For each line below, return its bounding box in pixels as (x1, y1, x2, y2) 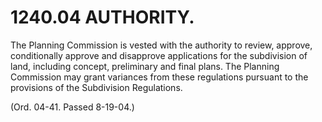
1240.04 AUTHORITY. (10, 6, 195, 29)
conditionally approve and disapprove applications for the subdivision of (10, 49, 308, 61)
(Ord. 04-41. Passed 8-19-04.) (10, 101, 135, 113)
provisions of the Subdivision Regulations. (10, 81, 183, 93)
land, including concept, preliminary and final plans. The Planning (10, 60, 280, 72)
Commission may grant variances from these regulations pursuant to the (10, 71, 309, 83)
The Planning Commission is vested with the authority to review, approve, (10, 39, 313, 51)
